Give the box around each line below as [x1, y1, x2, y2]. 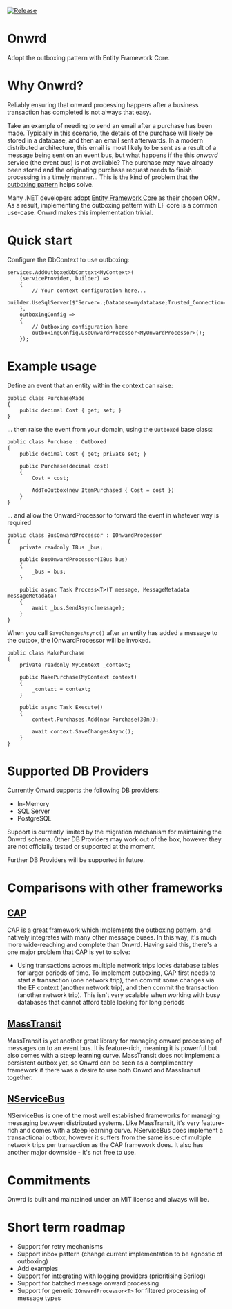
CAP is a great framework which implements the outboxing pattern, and [7, 926, 211, 934]
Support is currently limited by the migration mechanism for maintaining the [7, 827, 222, 836]
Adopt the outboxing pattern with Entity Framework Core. [7, 53, 171, 62]
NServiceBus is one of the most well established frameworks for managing [7, 1111, 220, 1120]
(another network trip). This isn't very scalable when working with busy [17, 990, 220, 999]
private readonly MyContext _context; [19, 661, 131, 668]
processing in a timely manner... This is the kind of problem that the [7, 173, 199, 181]
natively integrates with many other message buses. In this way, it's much [7, 933, 217, 941]
